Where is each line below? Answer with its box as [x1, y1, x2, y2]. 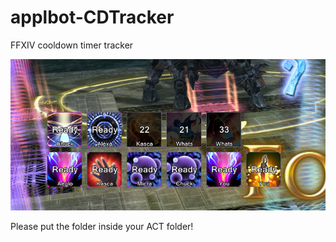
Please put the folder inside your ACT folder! [10, 220, 194, 232]
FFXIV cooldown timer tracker [10, 39, 134, 51]
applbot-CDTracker [10, 6, 175, 29]
